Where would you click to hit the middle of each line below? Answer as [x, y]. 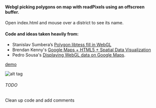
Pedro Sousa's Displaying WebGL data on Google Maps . [69, 55]
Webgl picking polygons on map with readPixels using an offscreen [75, 7]
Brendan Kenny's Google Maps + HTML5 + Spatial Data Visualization [81, 50]
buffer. [12, 12]
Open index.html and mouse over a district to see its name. [64, 23]
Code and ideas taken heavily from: [42, 34]
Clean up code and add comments [40, 100]
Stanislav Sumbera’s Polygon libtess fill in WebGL [62, 45]
